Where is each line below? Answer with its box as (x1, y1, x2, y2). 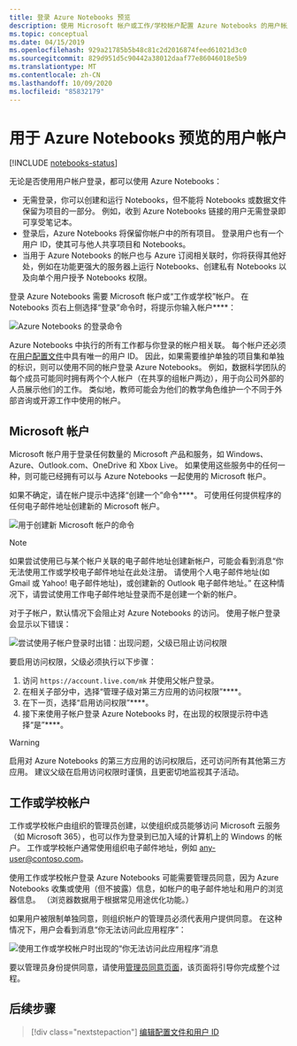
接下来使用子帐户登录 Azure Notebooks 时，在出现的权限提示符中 (21, 709, 261, 719)
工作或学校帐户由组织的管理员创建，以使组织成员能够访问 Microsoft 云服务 (9, 820, 281, 831)
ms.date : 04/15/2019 (9, 37, 86, 47)
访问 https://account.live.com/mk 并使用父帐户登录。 (21, 675, 219, 686)
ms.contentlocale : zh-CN (9, 71, 101, 80)
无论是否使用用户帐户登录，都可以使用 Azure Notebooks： (9, 176, 223, 187)
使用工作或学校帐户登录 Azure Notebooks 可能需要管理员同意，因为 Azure (9, 872, 279, 883)
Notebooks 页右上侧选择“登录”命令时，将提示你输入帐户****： (9, 302, 237, 313)
